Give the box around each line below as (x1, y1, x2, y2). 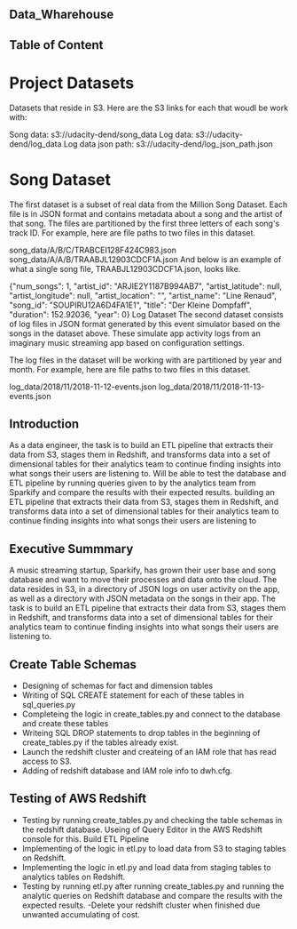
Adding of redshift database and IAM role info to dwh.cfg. (21, 765, 233, 776)
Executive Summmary (9, 541, 134, 557)
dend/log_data (9, 138, 62, 149)
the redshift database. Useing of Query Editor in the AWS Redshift (21, 824, 263, 835)
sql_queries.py (21, 700, 76, 710)
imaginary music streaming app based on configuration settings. (9, 337, 246, 348)
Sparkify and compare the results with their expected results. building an (9, 487, 275, 498)
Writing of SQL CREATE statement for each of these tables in (21, 690, 245, 701)
